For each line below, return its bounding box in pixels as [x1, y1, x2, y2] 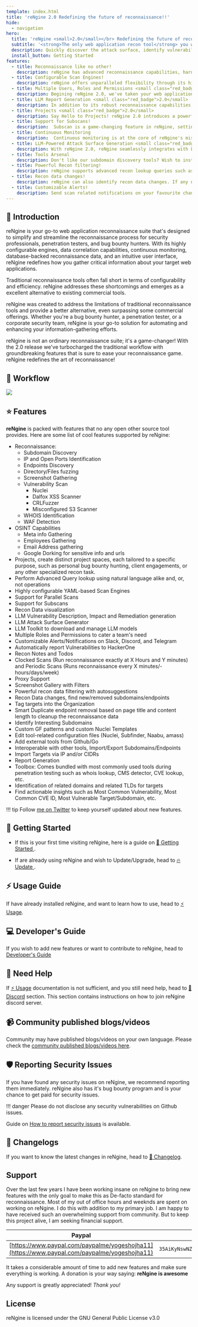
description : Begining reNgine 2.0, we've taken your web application [16, 91, 194, 97]
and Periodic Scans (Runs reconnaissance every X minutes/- [14, 663, 163, 670]
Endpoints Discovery [23, 462, 74, 469]
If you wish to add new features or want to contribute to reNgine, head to [6, 945, 183, 952]
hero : [6, 31, 19, 37]
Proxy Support [14, 675, 50, 682]
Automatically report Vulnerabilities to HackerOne [14, 644, 136, 651]
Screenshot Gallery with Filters [14, 681, 90, 689]
